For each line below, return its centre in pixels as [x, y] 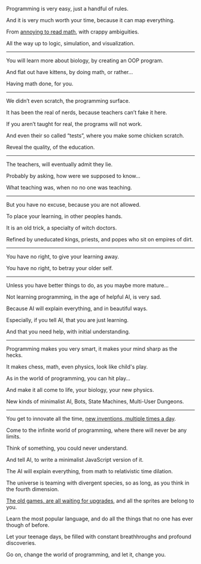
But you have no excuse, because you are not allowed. [74, 205]
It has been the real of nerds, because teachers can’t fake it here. [87, 112]
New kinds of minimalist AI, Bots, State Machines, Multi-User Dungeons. [95, 401]
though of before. [28, 525]
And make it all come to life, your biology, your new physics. [80, 390]
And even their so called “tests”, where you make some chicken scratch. [95, 136]
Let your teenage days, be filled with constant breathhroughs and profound [99, 537]
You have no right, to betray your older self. [60, 268]
